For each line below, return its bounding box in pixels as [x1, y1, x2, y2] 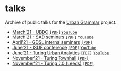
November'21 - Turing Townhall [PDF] [12, 55, 89, 61]
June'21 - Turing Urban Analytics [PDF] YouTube [12, 50, 109, 56]
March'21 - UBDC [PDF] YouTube [12, 29, 78, 35]
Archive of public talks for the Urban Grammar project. [5, 19, 117, 25]
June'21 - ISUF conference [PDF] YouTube [12, 44, 97, 50]
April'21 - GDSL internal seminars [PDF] [12, 39, 93, 45]
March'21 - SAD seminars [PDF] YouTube [12, 34, 94, 40]
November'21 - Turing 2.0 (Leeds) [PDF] [12, 60, 94, 66]
